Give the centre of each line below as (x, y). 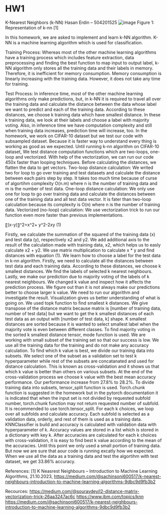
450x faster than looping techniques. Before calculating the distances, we (81, 162)
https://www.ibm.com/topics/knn (110, 496)
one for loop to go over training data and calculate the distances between (80, 194)
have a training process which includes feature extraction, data (70, 57)
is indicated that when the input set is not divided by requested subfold (78, 398)
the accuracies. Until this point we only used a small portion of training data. (83, 445)
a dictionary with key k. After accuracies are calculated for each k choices (81, 435)
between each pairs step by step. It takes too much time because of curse (81, 178)
